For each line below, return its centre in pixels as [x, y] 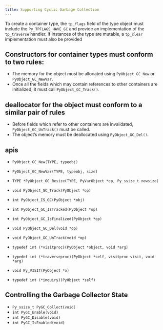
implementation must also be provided [43, 39]
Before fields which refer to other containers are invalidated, [72, 124]
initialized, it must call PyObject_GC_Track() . [56, 89]
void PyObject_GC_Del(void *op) [45, 229]
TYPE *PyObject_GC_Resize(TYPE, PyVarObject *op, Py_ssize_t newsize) [85, 181]
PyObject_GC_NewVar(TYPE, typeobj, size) [55, 172]
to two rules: [25, 62]
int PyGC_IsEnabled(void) [38, 323]
